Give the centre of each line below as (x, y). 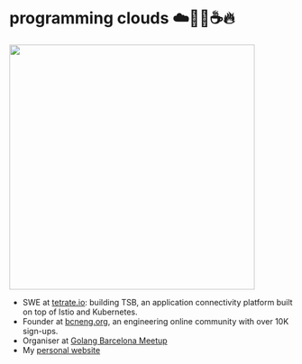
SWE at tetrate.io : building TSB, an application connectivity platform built (157, 302)
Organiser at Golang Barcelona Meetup (95, 341)
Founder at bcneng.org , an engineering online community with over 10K (156, 321)
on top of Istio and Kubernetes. (80, 312)
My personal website (61, 350)
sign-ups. (40, 331)
